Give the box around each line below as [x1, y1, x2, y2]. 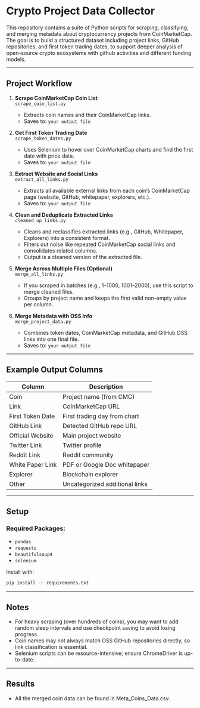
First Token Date [9, 412, 55, 420]
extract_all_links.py [14, 176, 68, 183]
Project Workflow [6, 79, 73, 89]
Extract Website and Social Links [14, 170, 98, 177]
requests [14, 545, 37, 552]
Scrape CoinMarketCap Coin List [14, 94, 98, 101]
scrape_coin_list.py [14, 100, 66, 107]
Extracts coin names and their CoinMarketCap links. [23, 111, 151, 118]
